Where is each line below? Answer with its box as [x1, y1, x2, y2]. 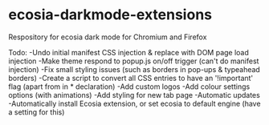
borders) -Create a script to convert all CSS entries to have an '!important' [8, 73, 254, 83]
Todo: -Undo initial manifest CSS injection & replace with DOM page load [8, 47, 249, 57]
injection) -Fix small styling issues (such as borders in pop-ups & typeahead [8, 64, 261, 74]
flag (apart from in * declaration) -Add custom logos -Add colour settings [8, 82, 251, 91]
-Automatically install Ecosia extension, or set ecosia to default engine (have [8, 99, 261, 108]
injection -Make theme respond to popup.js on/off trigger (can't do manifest [8, 56, 259, 66]
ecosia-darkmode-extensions [8, 6, 213, 24]
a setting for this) [8, 107, 65, 117]
